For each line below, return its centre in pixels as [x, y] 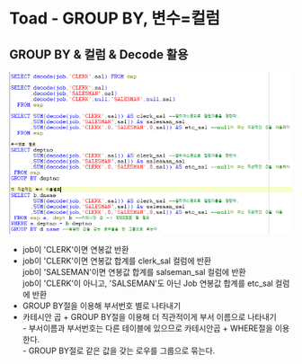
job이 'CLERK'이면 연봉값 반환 [75, 249]
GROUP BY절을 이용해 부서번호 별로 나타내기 [102, 306]
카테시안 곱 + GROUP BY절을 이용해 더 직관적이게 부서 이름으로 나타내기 [149, 316]
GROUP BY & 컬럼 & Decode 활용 [99, 54]
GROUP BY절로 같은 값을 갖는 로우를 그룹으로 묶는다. [122, 351]
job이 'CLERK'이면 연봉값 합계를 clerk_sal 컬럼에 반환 [117, 261]
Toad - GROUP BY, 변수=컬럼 [115, 18]
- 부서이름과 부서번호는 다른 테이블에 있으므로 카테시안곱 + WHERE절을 [147, 328]
